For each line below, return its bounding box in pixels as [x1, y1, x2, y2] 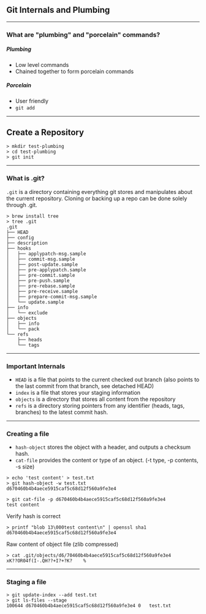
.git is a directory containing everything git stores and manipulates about [6, 188, 193, 195]
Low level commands [15, 61, 69, 68]
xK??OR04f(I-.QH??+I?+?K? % [6, 558, 86, 564]
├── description [6, 239, 48, 246]
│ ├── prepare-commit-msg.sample [6, 293, 97, 300]
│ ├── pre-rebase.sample [6, 282, 75, 289]
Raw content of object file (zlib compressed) [6, 540, 119, 548]
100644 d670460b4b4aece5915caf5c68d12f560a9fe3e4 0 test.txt [6, 602, 172, 608]
